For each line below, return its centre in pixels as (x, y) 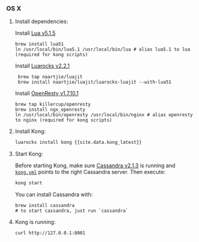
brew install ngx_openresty (50, 110)
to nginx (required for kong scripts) (63, 120)
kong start (29, 183)
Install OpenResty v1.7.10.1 (47, 93)
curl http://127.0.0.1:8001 (50, 233)
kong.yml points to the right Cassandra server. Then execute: (90, 172)
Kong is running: (35, 222)
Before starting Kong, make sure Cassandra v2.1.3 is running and (95, 166)
